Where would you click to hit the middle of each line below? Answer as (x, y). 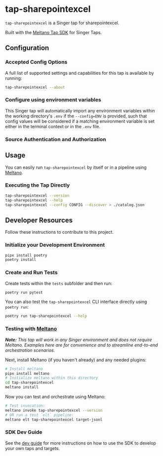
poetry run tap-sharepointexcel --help (46, 316)
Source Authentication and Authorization (56, 139)
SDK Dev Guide (24, 432)
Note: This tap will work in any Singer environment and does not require (79, 340)
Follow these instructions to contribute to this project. (59, 232)
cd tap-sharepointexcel (30, 383)
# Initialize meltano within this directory (52, 378)
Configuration (27, 48)
